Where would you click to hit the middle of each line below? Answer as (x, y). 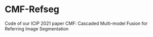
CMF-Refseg (32, 9)
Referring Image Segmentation (37, 28)
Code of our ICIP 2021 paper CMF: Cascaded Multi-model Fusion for (76, 23)
